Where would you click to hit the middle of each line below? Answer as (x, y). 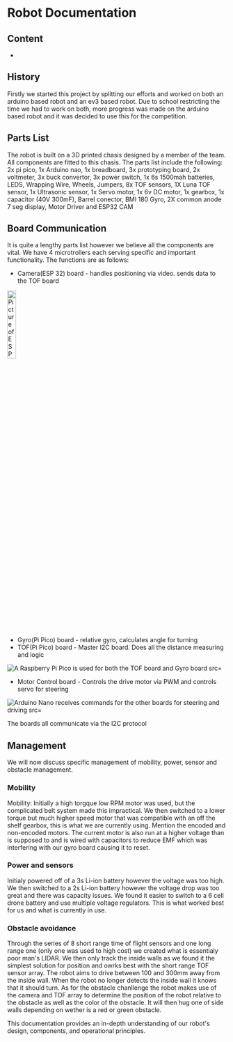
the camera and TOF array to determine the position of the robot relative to (114, 995)
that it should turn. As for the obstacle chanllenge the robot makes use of (112, 988)
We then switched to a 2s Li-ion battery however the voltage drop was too (113, 888)
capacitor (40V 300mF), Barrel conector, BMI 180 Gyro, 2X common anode (114, 199)
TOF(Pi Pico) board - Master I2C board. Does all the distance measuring (120, 647)
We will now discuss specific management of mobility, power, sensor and (112, 762)
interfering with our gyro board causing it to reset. (79, 847)
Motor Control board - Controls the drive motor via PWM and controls (117, 682)
